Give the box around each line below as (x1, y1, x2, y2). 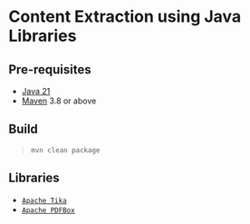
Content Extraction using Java (8, 6, 242, 27)
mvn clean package (30, 145, 101, 155)
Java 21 (21, 86, 51, 96)
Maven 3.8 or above (21, 95, 97, 106)
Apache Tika (21, 196, 67, 205)
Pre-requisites (8, 62, 91, 77)
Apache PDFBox (21, 206, 75, 215)
